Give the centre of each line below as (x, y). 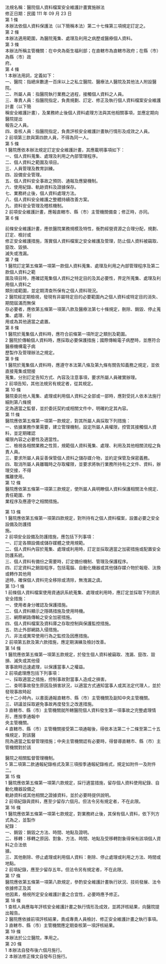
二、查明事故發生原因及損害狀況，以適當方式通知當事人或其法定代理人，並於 (83, 685)
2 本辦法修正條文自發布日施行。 (38, 956)
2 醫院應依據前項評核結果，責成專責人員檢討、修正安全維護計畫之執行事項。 (83, 919)
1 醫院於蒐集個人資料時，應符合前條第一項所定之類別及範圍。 (67, 334)
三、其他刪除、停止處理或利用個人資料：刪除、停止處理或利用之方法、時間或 (83, 857)
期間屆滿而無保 (20, 303)
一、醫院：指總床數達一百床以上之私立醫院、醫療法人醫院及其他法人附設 (79, 82)
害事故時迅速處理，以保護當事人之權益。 (46, 667)
